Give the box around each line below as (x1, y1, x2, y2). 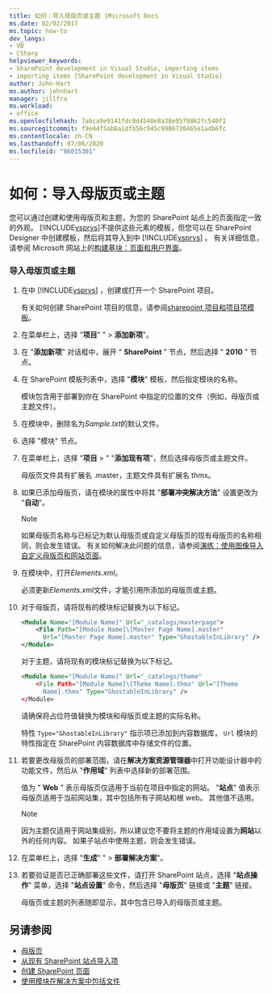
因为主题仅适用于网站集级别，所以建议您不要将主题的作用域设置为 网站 (20, 826, 255, 835)
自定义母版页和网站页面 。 (20, 551, 107, 560)
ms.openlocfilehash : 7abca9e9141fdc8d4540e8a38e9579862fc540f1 (9, 117, 227, 125)
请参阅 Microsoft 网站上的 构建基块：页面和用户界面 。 (9, 243, 186, 253)
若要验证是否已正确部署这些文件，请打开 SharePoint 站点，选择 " (20, 870, 236, 880)
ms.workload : (9, 102, 53, 110)
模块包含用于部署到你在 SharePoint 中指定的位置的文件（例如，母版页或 (20, 391, 260, 401)
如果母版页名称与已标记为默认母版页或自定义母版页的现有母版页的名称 (20, 530, 255, 540)
